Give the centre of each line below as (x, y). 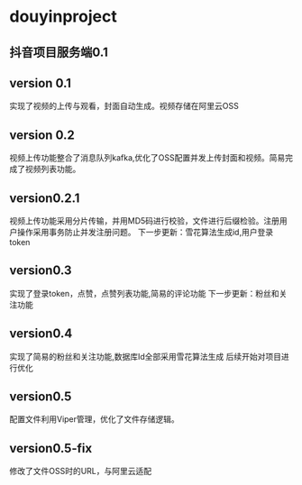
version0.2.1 (45, 198)
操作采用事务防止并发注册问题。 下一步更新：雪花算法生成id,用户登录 (145, 233)
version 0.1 (41, 83)
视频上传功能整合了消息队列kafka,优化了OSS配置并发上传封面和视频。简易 (147, 158)
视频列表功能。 (53, 169)
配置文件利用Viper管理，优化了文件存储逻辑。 (95, 419)
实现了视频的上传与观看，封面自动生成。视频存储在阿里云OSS (124, 106)
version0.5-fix (51, 448)
